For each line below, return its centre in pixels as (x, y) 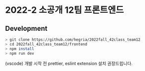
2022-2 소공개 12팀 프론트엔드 (65, 10)
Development (26, 28)
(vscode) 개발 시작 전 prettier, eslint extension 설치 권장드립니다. (69, 63)
